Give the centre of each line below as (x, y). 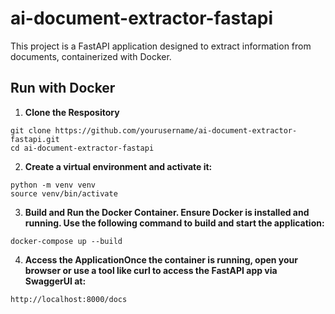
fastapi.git (35, 139)
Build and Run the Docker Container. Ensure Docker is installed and (167, 212)
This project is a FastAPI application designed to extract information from (161, 46)
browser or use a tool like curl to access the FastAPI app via (151, 270)
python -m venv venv (53, 185)
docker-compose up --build (66, 241)
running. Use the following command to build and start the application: (174, 223)
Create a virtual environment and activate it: (118, 166)
